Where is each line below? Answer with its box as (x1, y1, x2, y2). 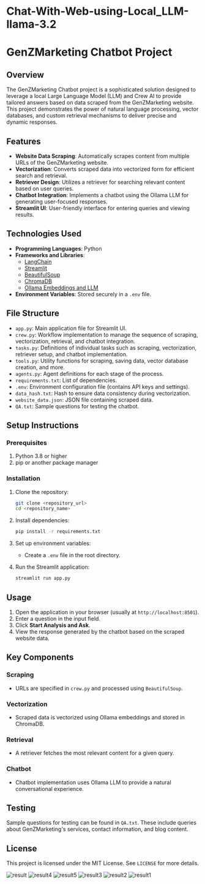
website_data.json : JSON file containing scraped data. (15, 396, 154, 403)
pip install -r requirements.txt (15, 528, 101, 535)
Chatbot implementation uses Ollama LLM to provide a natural (15, 779, 171, 786)
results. (15, 211, 35, 218)
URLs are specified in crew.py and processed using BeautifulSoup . (15, 684, 184, 692)
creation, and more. (15, 363, 65, 371)
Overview (6, 69, 45, 80)
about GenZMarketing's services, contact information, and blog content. (6, 825, 188, 833)
